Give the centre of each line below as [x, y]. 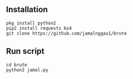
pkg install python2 [31, 23]
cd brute [17, 65]
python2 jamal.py [27, 70]
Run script [25, 51]
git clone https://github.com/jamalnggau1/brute [66, 33]
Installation [27, 10]
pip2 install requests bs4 [39, 28]
